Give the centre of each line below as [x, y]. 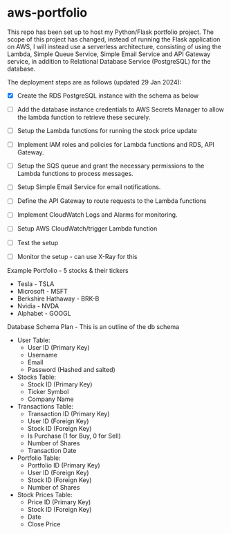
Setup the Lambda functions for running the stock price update [107, 131]
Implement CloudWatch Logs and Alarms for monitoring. [97, 215]
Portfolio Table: [39, 458]
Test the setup [38, 242]
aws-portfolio [47, 13]
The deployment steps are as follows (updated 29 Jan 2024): [94, 82]
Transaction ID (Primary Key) [68, 413]
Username [42, 355]
